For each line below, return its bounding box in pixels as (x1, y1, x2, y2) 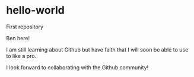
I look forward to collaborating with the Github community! (6, 63, 149, 71)
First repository (6, 23, 43, 30)
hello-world (6, 4, 65, 17)
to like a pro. (6, 52, 37, 59)
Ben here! (6, 34, 30, 41)
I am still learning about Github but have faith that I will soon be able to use (6, 46, 189, 53)
